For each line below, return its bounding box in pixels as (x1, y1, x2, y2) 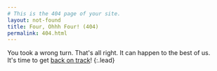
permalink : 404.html (7, 29, 68, 37)
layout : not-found (7, 17, 61, 24)
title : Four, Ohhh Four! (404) (7, 23, 99, 30)
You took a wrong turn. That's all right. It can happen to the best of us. (7, 49, 211, 57)
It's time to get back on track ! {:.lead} (7, 56, 115, 65)
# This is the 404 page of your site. (7, 10, 121, 17)
